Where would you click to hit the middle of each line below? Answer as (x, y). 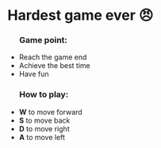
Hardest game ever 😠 (80, 15)
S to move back (44, 120)
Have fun (34, 74)
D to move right (44, 128)
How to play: (44, 95)
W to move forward (50, 112)
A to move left (42, 137)
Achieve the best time (54, 66)
